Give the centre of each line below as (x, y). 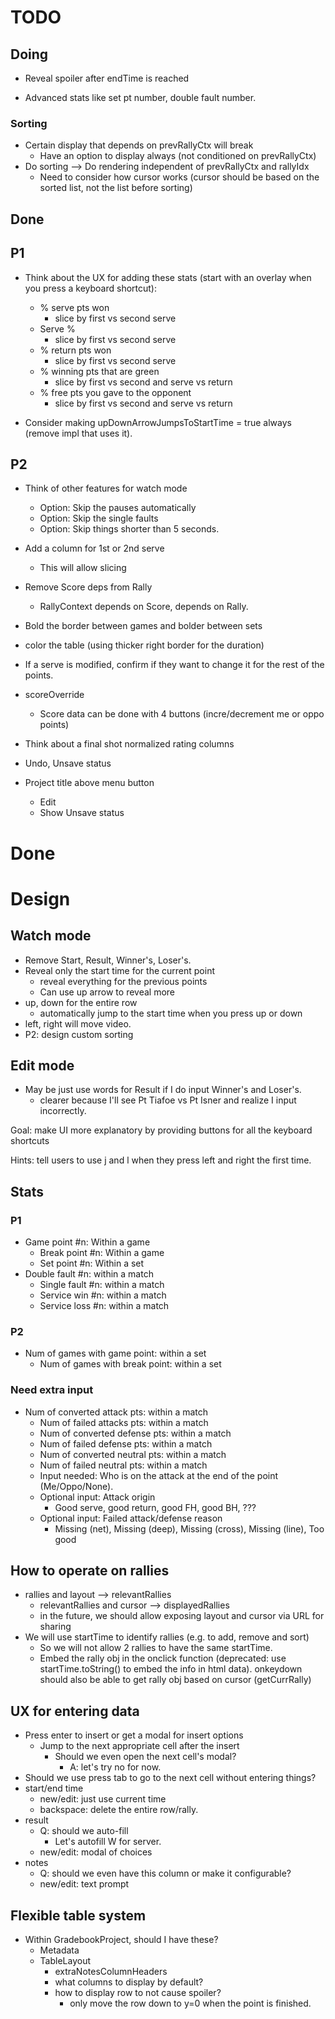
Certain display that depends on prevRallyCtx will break (139, 145)
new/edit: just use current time (103, 1799)
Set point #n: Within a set (92, 1263)
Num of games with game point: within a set (115, 1353)
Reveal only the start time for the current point (119, 970)
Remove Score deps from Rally (88, 587)
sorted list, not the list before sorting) (116, 188)
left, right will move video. (78, 1023)
